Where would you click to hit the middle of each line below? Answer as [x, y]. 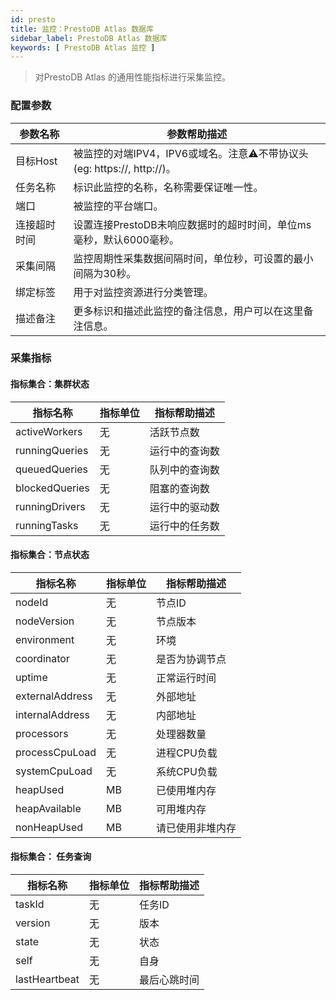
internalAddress [52, 714]
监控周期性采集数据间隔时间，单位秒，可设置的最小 [193, 258]
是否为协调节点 [191, 659]
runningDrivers [50, 506]
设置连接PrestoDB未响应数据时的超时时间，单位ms [192, 224]
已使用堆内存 [186, 790]
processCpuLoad [56, 752]
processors [42, 733]
